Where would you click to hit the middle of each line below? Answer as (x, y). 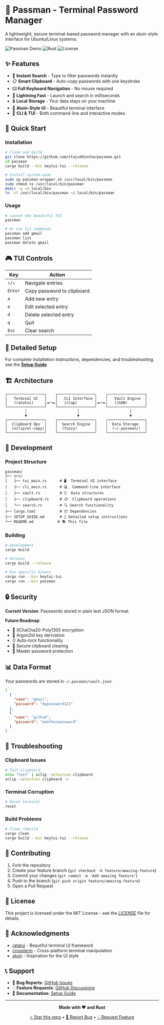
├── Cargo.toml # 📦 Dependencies (51, 511)
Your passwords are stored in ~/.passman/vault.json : (59, 681)
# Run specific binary (28, 572)
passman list (18, 238)
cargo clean (17, 834)
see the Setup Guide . (27, 365)
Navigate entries (43, 283)
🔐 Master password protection (42, 651)
